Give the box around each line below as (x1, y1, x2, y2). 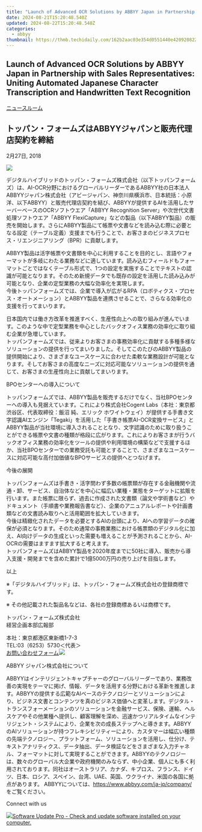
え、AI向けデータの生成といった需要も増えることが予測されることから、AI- (6, 532, 192, 539)
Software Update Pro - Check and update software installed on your (12, 812, 181, 819)
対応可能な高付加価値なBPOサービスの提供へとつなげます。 (16, 454, 164, 461)
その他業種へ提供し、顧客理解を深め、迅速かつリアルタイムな (26, 713, 180, 720)
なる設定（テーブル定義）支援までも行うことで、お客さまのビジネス (6, 229, 174, 236)
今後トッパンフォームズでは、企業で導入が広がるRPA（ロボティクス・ (6, 287, 179, 294)
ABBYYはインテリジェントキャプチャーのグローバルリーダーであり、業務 (6, 675, 187, 682)
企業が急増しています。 (11, 330, 69, 337)
